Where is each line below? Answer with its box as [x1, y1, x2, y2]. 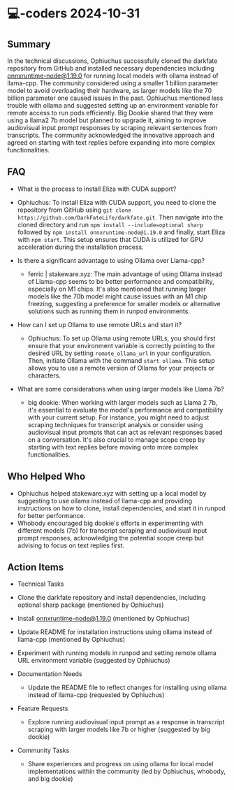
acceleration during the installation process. [17, 243, 145, 251]
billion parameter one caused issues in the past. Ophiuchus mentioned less [7, 94, 224, 102]
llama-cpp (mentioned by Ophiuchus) [17, 635, 126, 644]
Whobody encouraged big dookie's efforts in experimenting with [17, 519, 204, 527]
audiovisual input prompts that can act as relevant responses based [27, 428, 223, 436]
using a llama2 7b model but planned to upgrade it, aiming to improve [7, 116, 207, 124]
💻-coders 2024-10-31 [7, 6, 140, 22]
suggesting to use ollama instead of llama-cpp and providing [17, 496, 193, 505]
